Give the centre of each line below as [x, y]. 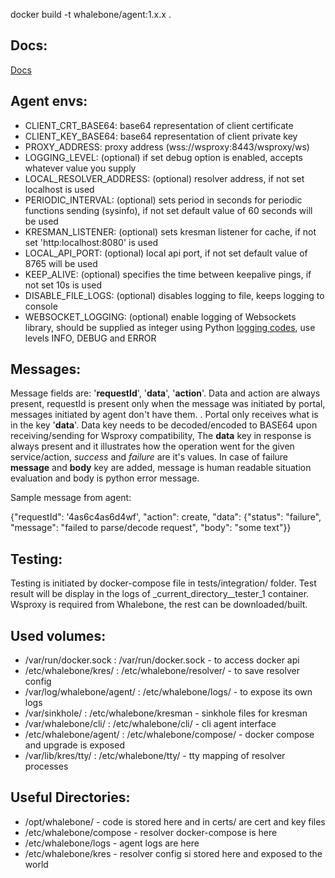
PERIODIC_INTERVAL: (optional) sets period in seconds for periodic [163, 200]
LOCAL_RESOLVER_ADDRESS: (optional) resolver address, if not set [164, 178]
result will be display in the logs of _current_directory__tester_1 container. [160, 594]
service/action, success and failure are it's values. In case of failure [149, 457]
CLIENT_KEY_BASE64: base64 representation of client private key [161, 136]
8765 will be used [61, 263]
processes [46, 766]
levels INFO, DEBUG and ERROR [90, 338]
